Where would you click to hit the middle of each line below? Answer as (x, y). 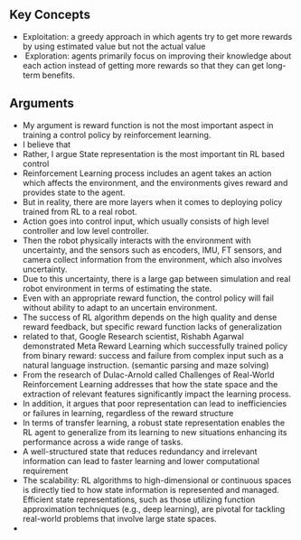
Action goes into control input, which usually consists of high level (146, 221)
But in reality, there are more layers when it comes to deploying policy (152, 201)
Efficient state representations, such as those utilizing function (139, 499)
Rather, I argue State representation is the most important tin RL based (153, 154)
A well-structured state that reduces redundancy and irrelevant (140, 452)
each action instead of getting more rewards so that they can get (143, 65)
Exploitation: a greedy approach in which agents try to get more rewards (157, 36)
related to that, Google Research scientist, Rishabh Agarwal (133, 336)
